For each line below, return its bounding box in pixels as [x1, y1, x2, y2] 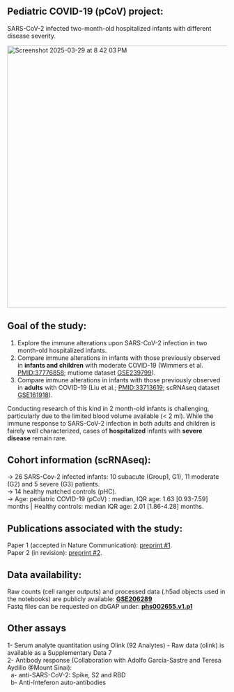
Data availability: [7, 569, 82, 581]
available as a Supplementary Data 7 [7, 648, 112, 656]
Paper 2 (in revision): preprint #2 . [7, 549, 103, 557]
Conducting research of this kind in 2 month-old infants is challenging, [7, 404, 210, 412]
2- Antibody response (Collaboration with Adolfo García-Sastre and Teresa [7, 656, 221, 664]
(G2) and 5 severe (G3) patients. [7, 480, 100, 489]
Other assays [7, 622, 66, 635]
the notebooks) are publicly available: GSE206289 [7, 595, 153, 603]
